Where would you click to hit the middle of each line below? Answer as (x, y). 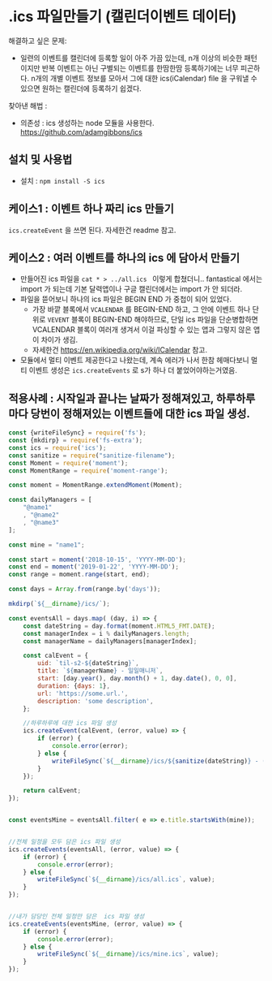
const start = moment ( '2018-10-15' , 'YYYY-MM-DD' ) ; (97, 560)
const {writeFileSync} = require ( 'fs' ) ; (78, 433)
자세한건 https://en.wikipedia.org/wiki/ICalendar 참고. (120, 350)
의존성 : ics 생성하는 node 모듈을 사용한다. (87, 123)
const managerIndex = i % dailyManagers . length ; (106, 633)
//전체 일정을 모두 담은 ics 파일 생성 (64, 842)
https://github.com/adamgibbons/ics (81, 132)
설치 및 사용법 (40, 160)
